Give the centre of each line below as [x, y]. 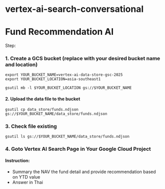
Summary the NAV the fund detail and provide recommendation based [84, 172]
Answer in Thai [27, 183]
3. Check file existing [31, 126]
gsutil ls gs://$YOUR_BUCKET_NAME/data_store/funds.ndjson [67, 136]
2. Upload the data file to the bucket [43, 99]
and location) [22, 64]
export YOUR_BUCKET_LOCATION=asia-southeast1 [53, 79]
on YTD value [26, 177]
